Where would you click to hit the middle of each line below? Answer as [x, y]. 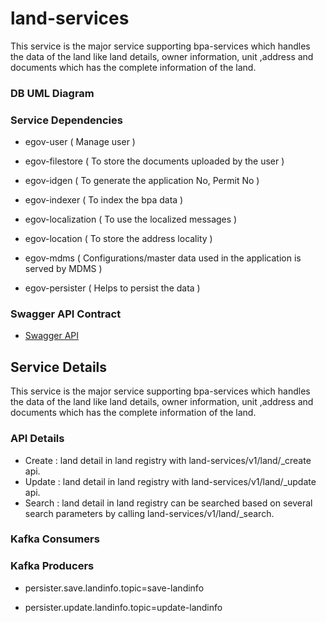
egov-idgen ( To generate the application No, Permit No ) [142, 181]
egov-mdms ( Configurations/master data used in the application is [163, 258]
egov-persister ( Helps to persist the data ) [112, 288]
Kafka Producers [52, 566]
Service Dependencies [66, 120]
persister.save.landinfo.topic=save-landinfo [114, 588]
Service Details [59, 367]
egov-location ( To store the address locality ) [118, 239]
